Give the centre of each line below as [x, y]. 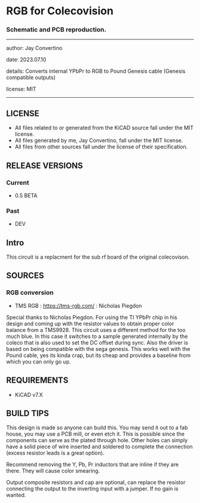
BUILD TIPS [28, 413]
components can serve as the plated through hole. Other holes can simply [97, 440]
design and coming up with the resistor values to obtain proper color [90, 324]
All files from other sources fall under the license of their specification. [101, 147]
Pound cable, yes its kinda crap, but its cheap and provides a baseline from [99, 355]
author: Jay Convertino [34, 48]
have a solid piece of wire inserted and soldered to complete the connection [100, 447]
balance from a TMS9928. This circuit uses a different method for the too [96, 330]
